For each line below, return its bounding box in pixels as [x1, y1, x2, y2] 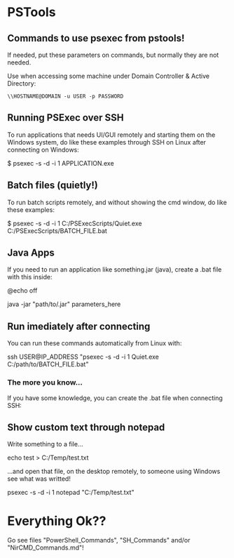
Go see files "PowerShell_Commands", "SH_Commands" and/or [7, 536, 191, 545]
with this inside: [7, 273, 53, 281]
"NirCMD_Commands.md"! [7, 543, 84, 552]
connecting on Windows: [7, 145, 79, 154]
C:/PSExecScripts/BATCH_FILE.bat [7, 226, 107, 235]
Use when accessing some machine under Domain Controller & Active [7, 72, 210, 80]
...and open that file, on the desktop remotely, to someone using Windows [7, 467, 221, 476]
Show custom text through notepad [7, 421, 165, 433]
